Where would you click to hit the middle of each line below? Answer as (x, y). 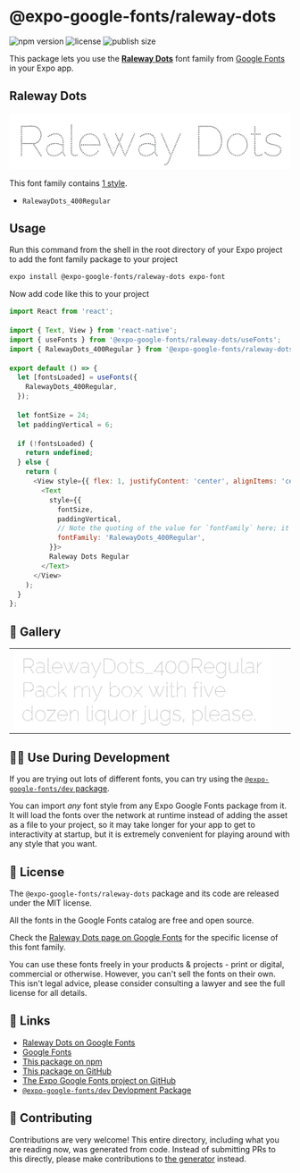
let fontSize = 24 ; (54, 415)
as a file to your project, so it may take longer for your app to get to (133, 825)
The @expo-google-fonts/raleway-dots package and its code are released (144, 894)
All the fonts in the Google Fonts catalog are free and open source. (132, 920)
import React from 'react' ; (62, 312)
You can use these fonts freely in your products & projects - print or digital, (147, 965)
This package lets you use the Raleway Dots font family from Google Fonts (147, 58)
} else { (33, 462)
